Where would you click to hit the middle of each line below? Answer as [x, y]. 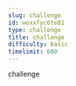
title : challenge [36, 37]
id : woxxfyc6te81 [36, 23]
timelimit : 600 [33, 52]
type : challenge [34, 30]
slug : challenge [34, 15]
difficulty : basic [38, 45]
